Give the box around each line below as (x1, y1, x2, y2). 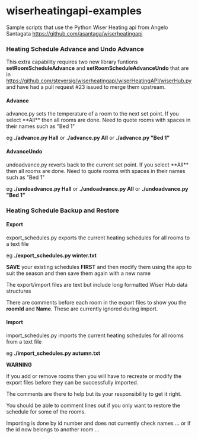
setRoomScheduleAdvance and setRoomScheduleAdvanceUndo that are (6, 65, 189, 72)
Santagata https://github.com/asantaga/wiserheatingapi (6, 30, 143, 37)
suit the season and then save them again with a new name (6, 270, 151, 277)
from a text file (6, 338, 42, 345)
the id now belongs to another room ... (6, 425, 100, 433)
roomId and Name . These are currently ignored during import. (6, 305, 158, 312)
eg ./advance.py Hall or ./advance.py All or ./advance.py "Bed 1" (6, 134, 170, 142)
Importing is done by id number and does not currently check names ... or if (6, 419, 191, 427)
